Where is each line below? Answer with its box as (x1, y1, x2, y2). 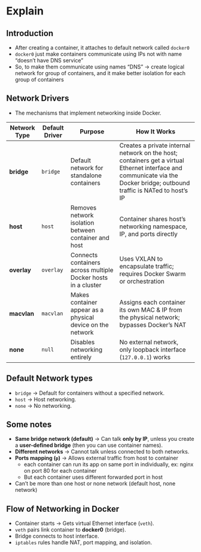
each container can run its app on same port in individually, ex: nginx (23, 461, 194, 468)
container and (70, 233, 109, 241)
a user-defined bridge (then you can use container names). (14, 441, 163, 449)
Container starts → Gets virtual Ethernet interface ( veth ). (14, 520, 154, 527)
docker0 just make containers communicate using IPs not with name (14, 50, 182, 58)
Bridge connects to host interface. (14, 533, 100, 540)
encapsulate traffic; (119, 262, 174, 270)
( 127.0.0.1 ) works (119, 353, 171, 361)
